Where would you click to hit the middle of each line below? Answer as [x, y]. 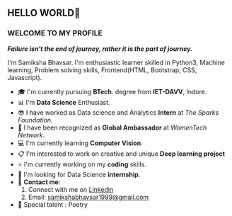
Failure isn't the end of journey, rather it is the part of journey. [100, 49]
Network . [31, 135]
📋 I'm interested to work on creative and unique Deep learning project [121, 154]
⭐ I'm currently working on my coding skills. [82, 164]
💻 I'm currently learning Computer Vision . [80, 143]
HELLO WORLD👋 [44, 13]
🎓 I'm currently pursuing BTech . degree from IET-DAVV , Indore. [112, 91]
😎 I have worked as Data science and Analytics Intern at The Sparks [118, 112]
